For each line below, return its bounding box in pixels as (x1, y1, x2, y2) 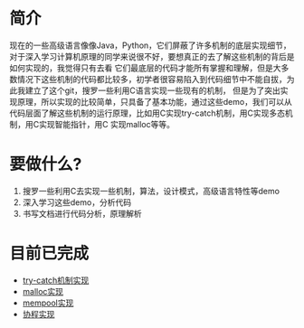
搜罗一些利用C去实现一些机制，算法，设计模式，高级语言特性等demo (22, 185, 280, 196)
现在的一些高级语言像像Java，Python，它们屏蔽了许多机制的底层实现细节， (9, 40, 291, 51)
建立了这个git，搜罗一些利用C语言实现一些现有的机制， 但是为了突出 (24, 85, 280, 96)
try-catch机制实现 (22, 275, 90, 286)
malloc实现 (22, 286, 64, 296)
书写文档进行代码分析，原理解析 (22, 208, 142, 219)
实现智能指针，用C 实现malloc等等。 (39, 118, 175, 129)
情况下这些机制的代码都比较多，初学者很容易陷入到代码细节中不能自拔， (16, 73, 287, 84)
